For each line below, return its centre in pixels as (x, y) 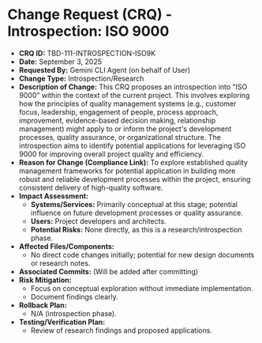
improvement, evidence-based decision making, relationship (117, 120)
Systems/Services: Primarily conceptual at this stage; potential (134, 204)
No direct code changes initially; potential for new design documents (142, 254)
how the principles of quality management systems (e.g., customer (127, 104)
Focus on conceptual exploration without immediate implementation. (142, 288)
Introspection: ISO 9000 (88, 31)
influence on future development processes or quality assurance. (137, 213)
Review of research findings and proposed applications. (121, 330)
